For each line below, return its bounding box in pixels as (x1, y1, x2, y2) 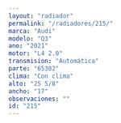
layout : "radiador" (8, 11, 74, 20)
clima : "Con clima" (8, 72, 74, 80)
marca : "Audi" (8, 27, 56, 35)
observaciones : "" (8, 95, 70, 103)
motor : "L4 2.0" (8, 49, 63, 57)
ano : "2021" (8, 42, 48, 50)
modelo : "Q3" (8, 34, 52, 43)
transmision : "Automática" (8, 57, 99, 66)
